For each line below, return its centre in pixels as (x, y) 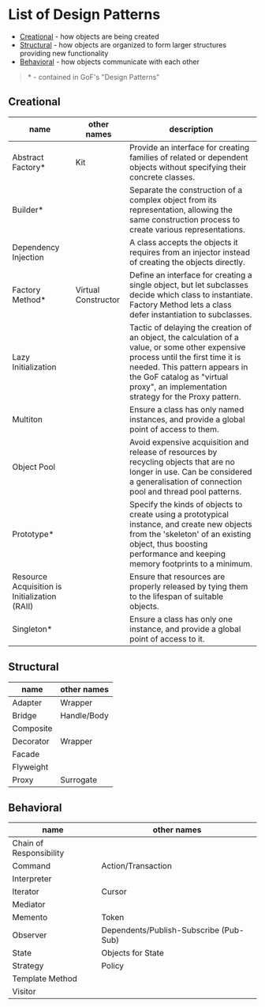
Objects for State (132, 953)
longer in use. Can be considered (191, 471)
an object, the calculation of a (184, 337)
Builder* (28, 210)
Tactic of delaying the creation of (191, 327)
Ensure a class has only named (187, 409)
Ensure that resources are (177, 577)
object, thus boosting (169, 543)
